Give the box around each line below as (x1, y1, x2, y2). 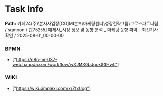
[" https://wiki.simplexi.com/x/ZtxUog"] (12, 85, 91, 91)
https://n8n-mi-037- (16, 57, 58, 63)
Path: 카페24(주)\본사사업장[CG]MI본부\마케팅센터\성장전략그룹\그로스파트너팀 (5, 20, 159, 26)
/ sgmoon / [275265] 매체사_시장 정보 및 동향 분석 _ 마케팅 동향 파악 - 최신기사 (5, 26, 158, 32)
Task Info (5, 3, 44, 15)
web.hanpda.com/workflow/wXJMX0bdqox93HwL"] (12, 62, 119, 67)
